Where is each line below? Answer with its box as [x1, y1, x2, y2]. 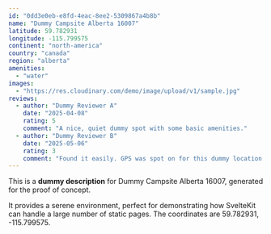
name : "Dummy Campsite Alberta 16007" [8, 19, 139, 27]
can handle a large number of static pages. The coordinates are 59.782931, [8, 209, 259, 219]
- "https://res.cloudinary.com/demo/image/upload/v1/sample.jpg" [15, 86, 241, 95]
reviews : [8, 94, 38, 102]
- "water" [15, 72, 49, 80]
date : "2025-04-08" [23, 110, 89, 118]
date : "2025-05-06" [23, 139, 89, 148]
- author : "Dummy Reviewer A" [15, 102, 117, 110]
